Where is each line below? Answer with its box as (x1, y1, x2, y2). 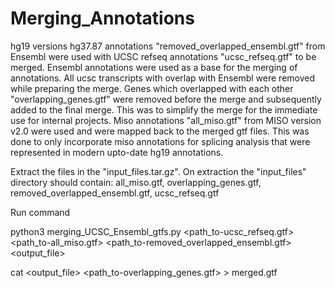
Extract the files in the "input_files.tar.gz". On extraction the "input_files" (10, 165, 307, 177)
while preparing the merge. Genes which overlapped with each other (10, 82, 294, 94)
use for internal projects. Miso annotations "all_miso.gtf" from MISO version (10, 114, 322, 126)
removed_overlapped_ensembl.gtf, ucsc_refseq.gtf (10, 187, 220, 199)
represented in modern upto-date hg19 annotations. (10, 146, 224, 158)
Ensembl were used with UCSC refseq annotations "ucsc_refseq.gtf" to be (10, 50, 317, 62)
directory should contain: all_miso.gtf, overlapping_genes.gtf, (10, 176, 262, 188)
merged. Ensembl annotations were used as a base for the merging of (10, 61, 298, 73)
